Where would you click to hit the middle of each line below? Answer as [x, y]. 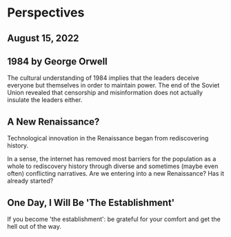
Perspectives [46, 13]
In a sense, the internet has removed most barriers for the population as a [112, 159]
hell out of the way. [34, 227]
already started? [30, 181]
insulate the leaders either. [45, 100]
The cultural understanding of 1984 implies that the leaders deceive [103, 78]
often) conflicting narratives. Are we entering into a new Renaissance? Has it [116, 174]
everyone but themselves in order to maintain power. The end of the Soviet [113, 85]
